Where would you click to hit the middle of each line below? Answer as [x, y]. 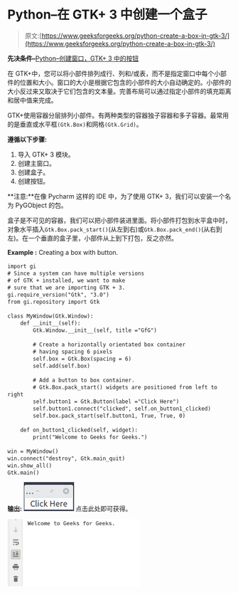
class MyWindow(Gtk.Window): [50, 316]
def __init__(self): [50, 323]
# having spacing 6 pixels [73, 352]
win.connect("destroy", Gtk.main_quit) [66, 458]
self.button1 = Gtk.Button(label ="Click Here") [106, 402]
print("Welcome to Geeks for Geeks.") [90, 437]
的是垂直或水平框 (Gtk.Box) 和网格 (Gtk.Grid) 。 [75, 124]
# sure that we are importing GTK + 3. [66, 288]
